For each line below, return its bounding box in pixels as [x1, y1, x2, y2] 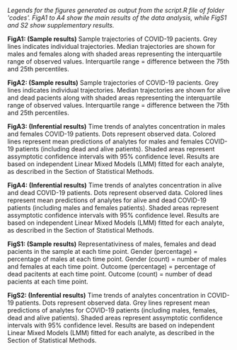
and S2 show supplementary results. [7, 21, 115, 29]
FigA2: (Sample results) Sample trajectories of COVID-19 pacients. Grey [7, 78, 219, 87]
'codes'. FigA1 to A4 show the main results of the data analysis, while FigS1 [7, 13, 227, 22]
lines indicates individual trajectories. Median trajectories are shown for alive [7, 86, 231, 94]
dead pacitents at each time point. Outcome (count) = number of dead [7, 270, 212, 278]
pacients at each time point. [7, 277, 88, 286]
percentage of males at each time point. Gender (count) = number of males [7, 255, 227, 263]
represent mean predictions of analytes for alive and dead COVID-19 [7, 196, 207, 204]
